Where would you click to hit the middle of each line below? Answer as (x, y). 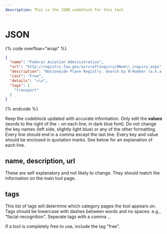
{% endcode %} (22, 109)
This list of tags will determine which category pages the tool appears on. (81, 206)
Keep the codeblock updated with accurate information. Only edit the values (84, 118)
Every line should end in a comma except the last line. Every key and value (82, 134)
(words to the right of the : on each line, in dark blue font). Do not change (81, 124)
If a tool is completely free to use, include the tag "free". (63, 226)
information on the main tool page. (41, 178)
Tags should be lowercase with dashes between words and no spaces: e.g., (83, 211)
